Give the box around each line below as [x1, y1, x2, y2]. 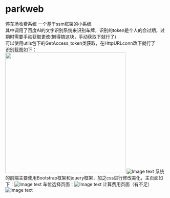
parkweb [5, 3, 45, 15]
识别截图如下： [5, 46, 37, 52]
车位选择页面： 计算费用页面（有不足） [42, 181, 153, 187]
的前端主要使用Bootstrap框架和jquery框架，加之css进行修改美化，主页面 [5, 174, 159, 181]
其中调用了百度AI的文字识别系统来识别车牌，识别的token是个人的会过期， [5, 27, 161, 33]
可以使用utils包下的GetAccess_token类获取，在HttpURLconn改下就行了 [5, 40, 156, 46]
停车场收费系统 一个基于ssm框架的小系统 [5, 21, 92, 27]
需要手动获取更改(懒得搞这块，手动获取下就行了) [14, 33, 117, 40]
